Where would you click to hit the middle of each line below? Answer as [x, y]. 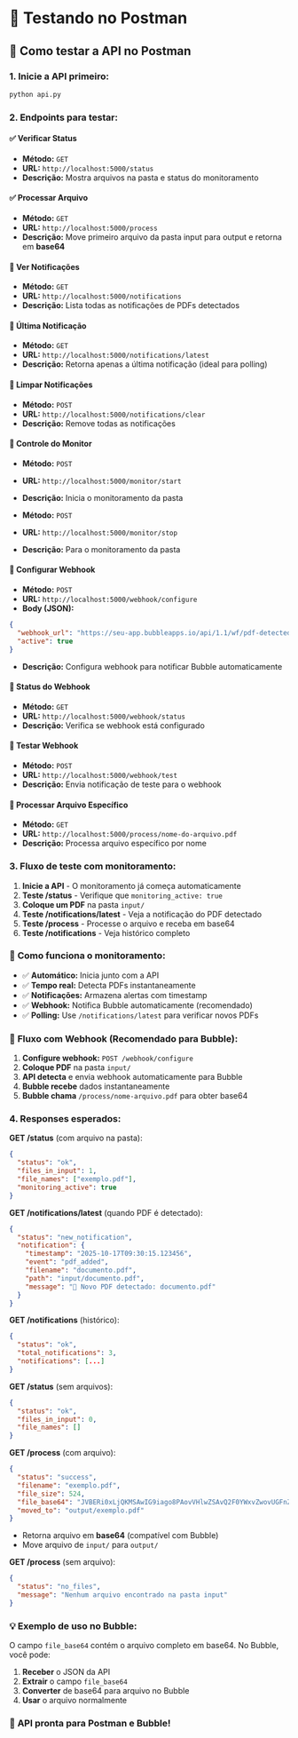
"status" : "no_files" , [59, 1587]
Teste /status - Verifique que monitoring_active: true [122, 895]
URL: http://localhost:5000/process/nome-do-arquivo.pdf [129, 834]
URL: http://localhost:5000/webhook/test [100, 775]
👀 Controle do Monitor [51, 444]
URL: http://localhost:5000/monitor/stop [100, 532]
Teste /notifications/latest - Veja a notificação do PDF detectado [142, 914]
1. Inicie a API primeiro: [59, 76]
